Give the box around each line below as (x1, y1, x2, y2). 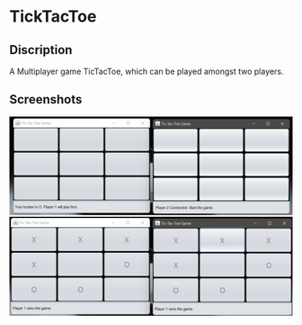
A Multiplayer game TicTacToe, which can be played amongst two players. (9, 66, 284, 77)
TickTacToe (9, 6, 97, 27)
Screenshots (9, 92, 83, 107)
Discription (9, 42, 73, 58)
